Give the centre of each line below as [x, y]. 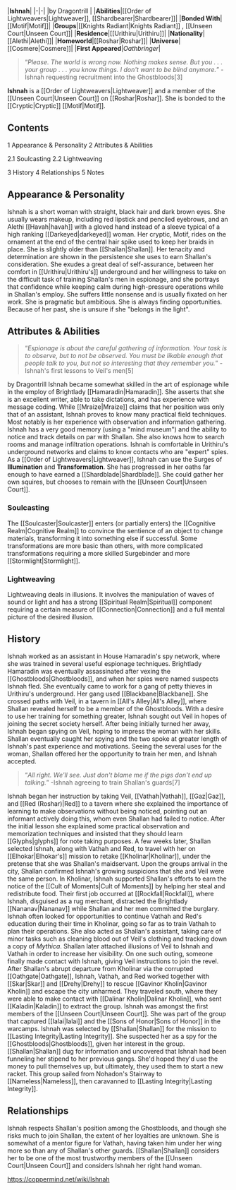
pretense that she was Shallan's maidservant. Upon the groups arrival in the [117, 863]
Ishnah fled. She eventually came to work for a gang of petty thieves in [110, 686]
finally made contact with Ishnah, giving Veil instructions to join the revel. [113, 961]
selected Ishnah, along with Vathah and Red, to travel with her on [101, 848]
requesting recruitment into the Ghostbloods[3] [114, 77]
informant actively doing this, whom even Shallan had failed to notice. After [116, 819]
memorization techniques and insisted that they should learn [95, 833]
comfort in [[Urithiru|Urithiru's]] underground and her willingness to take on [117, 271]
